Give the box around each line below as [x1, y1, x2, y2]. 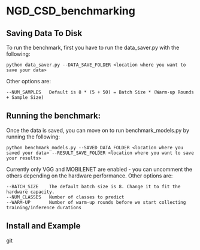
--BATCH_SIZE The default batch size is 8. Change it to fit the [6, 183, 181, 189]
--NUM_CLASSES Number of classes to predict [6, 194, 125, 200]
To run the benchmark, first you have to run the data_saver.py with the [6, 44, 180, 51]
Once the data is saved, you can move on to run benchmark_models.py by [6, 126, 190, 134]
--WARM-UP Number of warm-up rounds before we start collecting [6, 199, 186, 205]
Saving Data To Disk [6, 28, 83, 38]
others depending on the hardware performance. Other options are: [6, 172, 173, 179]
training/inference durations [6, 204, 82, 210]
